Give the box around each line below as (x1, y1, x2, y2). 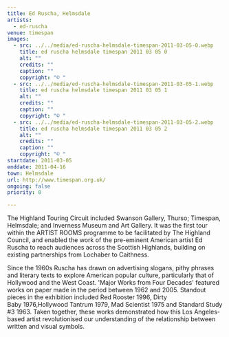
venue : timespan (7, 29, 54, 36)
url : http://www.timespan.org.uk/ (7, 176, 107, 183)
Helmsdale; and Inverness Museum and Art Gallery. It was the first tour (7, 221, 208, 230)
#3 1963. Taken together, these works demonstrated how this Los (7, 307, 193, 316)
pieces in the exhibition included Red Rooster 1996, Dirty (7, 293, 167, 301)
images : (7, 36, 30, 43)
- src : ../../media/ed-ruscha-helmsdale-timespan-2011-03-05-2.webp (13, 118, 214, 126)
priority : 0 (7, 189, 41, 196)
